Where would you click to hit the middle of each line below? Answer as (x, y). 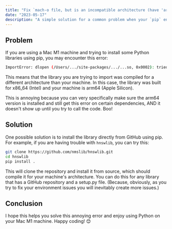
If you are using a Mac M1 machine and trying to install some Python (77, 53)
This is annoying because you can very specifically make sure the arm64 (82, 98)
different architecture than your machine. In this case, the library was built (83, 83)
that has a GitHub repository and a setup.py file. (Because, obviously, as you (86, 182)
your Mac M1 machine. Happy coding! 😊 (48, 221)
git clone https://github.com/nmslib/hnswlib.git (59, 152)
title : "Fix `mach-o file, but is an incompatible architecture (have (82, 10)
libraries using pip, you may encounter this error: (57, 58)
